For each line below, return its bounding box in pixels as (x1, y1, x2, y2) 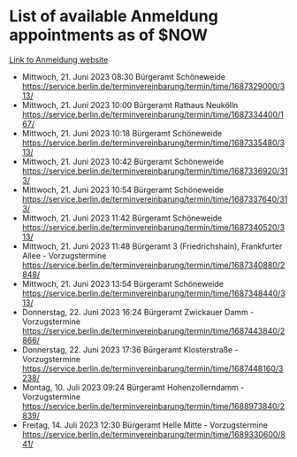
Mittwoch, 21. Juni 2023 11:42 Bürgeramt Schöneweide (21, 213, 223, 223)
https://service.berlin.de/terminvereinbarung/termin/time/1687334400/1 (21, 109, 285, 120)
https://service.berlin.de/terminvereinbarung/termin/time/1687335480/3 (21, 137, 286, 148)
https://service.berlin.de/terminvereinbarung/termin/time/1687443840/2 (21, 325, 286, 336)
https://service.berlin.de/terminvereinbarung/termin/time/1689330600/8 (21, 429, 286, 439)
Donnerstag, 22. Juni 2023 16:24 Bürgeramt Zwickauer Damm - (21, 306, 255, 317)
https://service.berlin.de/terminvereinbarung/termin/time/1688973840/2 (21, 400, 286, 411)
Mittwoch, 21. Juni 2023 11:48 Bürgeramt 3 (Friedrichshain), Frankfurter (21, 241, 283, 252)
